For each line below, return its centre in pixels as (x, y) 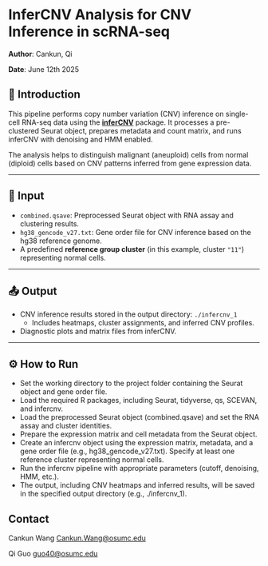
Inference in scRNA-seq (89, 32)
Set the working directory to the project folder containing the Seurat (131, 383)
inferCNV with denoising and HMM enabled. (81, 139)
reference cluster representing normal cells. (92, 460)
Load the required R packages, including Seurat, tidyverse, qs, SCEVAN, (138, 401)
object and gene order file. (63, 392)
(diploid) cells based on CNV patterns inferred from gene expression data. (130, 163)
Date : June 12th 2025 (44, 69)
